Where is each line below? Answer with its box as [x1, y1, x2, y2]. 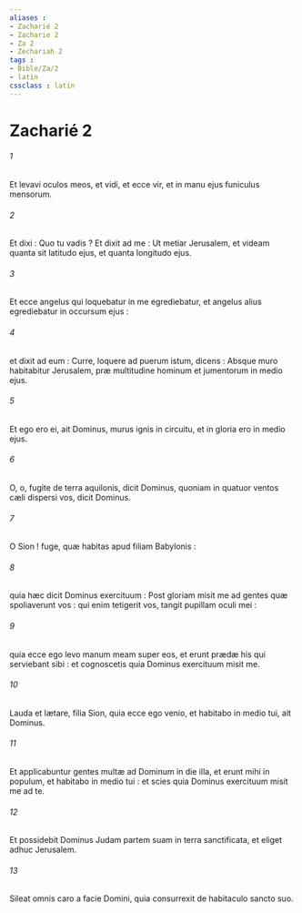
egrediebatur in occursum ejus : [9, 306, 129, 317]
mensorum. [9, 188, 53, 200]
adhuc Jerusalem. [9, 844, 77, 856]
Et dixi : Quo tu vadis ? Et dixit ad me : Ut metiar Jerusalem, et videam [9, 238, 270, 249]
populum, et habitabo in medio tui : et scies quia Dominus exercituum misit [9, 776, 288, 787]
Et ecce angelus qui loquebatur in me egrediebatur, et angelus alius [9, 297, 262, 308]
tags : [9, 56, 35, 65]
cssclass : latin [9, 81, 75, 90]
